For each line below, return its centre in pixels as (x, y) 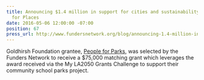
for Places (25, 17)
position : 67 (23, 29)
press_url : (20, 34)
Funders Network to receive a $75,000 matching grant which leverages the (100, 58)
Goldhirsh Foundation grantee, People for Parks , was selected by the (92, 51)
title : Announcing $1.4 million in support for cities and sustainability (103, 12)
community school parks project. (48, 70)
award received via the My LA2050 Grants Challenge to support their (93, 64)
